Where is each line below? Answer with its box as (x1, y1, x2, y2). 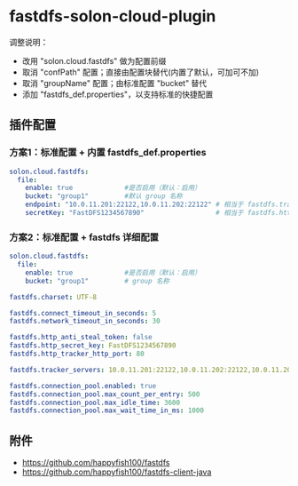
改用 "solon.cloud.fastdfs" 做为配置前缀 (21, 55, 167, 66)
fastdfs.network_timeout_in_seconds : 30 (9, 317, 161, 326)
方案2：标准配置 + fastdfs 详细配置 (9, 231, 160, 243)
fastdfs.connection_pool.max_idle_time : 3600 (9, 398, 180, 407)
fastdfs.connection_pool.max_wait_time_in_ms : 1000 (9, 406, 204, 415)
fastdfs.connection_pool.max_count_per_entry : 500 (9, 389, 200, 399)
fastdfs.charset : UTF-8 (9, 292, 98, 301)
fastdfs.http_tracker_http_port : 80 (9, 349, 145, 359)
